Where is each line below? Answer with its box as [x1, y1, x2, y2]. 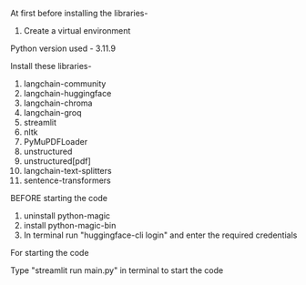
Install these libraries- [10, 61, 92, 71]
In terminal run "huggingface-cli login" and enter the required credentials [23, 229, 298, 240]
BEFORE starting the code [10, 193, 108, 203]
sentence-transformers [23, 175, 112, 186]
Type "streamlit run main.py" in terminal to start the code [10, 265, 224, 276]
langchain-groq [23, 107, 82, 117]
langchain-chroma [23, 97, 93, 108]
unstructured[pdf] [23, 156, 92, 167]
